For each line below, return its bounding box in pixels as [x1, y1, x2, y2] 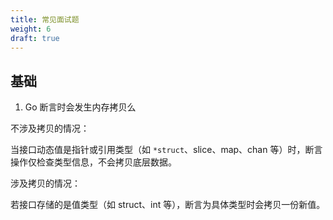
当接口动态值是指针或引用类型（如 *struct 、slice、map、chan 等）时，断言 [10, 144, 323, 156]
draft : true [10, 33, 60, 43]
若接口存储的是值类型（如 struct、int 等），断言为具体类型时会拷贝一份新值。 [10, 199, 326, 211]
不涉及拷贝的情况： [10, 122, 90, 135]
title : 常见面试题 [10, 14, 80, 25]
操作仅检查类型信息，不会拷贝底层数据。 [10, 156, 177, 168]
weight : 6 [10, 24, 52, 34]
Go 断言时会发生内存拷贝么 [24, 101, 137, 113]
